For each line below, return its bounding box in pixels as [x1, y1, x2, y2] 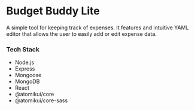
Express [14, 65, 35, 72]
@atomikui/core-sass [14, 97, 68, 104]
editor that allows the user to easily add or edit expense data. [6, 30, 157, 37]
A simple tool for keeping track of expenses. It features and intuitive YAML [6, 24, 190, 31]
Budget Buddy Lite [6, 4, 100, 18]
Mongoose [14, 72, 42, 79]
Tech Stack [6, 45, 40, 53]
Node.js [14, 59, 35, 66]
